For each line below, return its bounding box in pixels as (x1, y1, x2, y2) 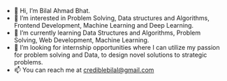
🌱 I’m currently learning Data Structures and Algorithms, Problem (13, 28, 201, 37)
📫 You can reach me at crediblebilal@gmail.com (13, 66, 154, 74)
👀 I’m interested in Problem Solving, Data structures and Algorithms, (13, 14, 210, 22)
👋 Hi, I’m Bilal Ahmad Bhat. (13, 7, 91, 15)
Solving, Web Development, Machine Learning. (13, 36, 149, 44)
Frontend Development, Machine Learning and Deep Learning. (13, 21, 194, 29)
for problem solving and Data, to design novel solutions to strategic (13, 51, 207, 59)
